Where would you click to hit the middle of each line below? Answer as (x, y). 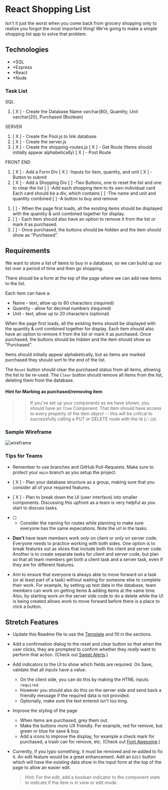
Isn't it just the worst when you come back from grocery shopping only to (81, 23)
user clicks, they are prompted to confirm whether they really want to (84, 649)
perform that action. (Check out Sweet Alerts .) (60, 655)
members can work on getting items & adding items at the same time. (84, 590)
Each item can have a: (28, 293)
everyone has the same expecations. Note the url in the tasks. (84, 528)
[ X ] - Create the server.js (39, 142)
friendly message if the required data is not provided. (75, 695)
